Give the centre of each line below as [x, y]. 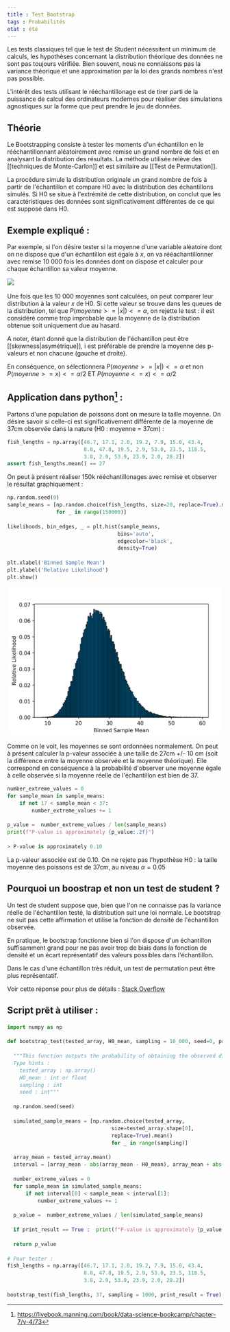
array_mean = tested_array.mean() [62, 1157]
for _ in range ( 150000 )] [91, 512]
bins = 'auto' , [136, 534]
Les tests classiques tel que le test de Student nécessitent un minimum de [112, 49]
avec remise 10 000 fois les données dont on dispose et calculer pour [105, 261]
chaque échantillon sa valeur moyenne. [62, 269]
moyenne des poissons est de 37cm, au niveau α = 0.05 [86, 867]
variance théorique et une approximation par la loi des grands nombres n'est [115, 71]
